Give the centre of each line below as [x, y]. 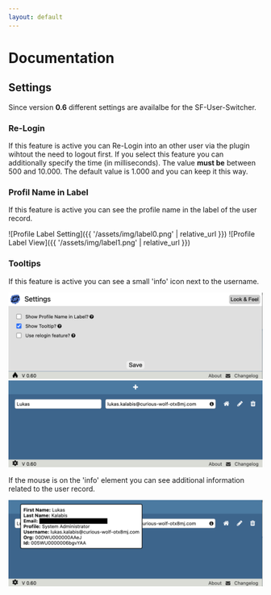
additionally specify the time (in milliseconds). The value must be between [132, 162]
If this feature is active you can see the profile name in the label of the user [133, 210]
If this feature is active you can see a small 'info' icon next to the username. [134, 281]
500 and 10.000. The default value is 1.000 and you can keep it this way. [128, 171]
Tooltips [25, 264]
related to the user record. [52, 488]
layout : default [35, 17]
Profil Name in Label [48, 192]
